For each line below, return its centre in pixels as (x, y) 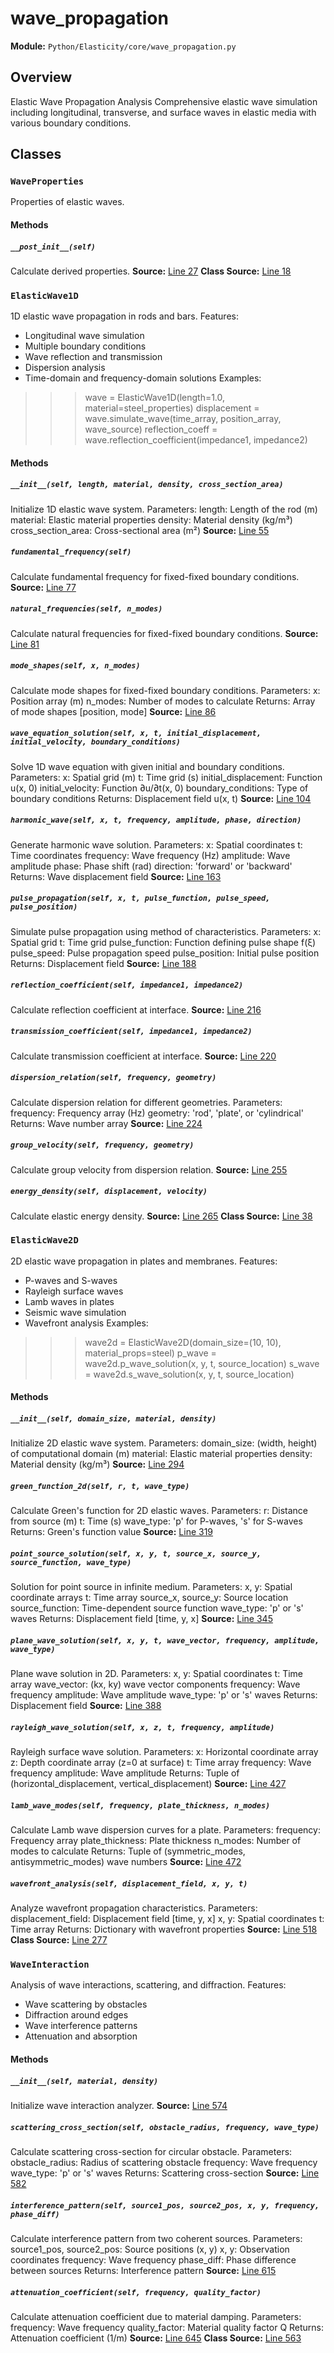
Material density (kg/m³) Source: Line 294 (97, 1464)
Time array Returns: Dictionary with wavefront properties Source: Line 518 (164, 1929)
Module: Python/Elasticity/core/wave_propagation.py (123, 46)
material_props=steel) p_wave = (150, 1353)
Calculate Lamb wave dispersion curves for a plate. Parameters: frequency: (165, 1830)
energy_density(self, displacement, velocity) (109, 1192)
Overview (41, 77)
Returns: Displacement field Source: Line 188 (103, 963)
